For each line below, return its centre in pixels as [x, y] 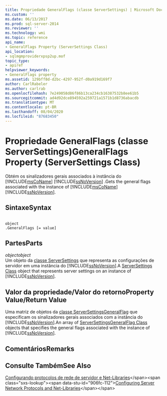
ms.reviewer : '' [22, 28]
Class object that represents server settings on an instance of [68, 271]
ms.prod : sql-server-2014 [32, 24]
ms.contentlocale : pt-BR [31, 107]
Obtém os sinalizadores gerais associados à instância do [63, 176]
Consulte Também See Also [48, 365]
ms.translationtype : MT [30, 103]
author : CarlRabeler [27, 84]
